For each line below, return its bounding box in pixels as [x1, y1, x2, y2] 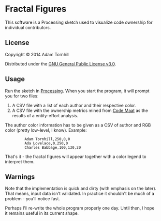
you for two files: [5, 93, 39, 99]
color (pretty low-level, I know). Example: [5, 127, 87, 133]
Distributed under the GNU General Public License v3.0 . [5, 61, 116, 66]
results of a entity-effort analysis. [12, 112, 78, 118]
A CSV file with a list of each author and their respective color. [12, 102, 136, 108]
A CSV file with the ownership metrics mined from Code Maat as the [12, 108, 148, 113]
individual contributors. [5, 24, 51, 30]
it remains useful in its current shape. [5, 210, 79, 216]
